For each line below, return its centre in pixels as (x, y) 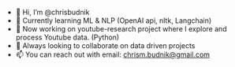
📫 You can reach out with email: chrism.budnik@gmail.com (113, 54)
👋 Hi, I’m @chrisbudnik (52, 12)
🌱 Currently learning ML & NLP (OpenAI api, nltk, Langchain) (114, 20)
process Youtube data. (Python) (67, 37)
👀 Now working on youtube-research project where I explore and (121, 29)
